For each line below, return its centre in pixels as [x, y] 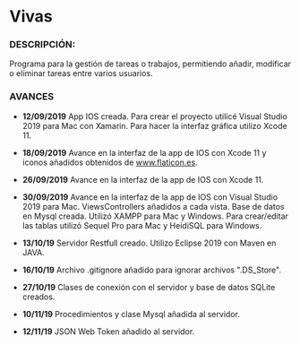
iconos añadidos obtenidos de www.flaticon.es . [110, 162]
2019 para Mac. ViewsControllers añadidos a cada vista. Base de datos [153, 206]
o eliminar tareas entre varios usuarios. [81, 73]
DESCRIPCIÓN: [43, 45]
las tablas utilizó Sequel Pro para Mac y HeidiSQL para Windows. [142, 225]
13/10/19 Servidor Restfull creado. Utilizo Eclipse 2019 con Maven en [149, 243]
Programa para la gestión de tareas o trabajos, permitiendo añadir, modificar [150, 64]
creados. [39, 297]
